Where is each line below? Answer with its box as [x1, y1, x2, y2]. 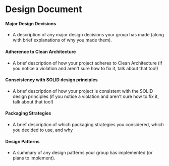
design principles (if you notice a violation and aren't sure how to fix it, [12, 93, 159, 99]
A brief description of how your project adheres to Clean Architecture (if [12, 60, 162, 66]
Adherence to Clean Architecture [5, 48, 76, 54]
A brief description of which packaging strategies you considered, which [12, 122, 164, 127]
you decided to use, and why [12, 127, 73, 133]
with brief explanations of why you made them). [12, 37, 112, 43]
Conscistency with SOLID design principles [5, 77, 98, 83]
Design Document [5, 4, 82, 15]
